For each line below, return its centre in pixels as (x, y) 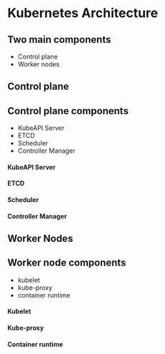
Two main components (59, 40)
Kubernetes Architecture (83, 13)
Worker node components (67, 263)
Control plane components (68, 111)
